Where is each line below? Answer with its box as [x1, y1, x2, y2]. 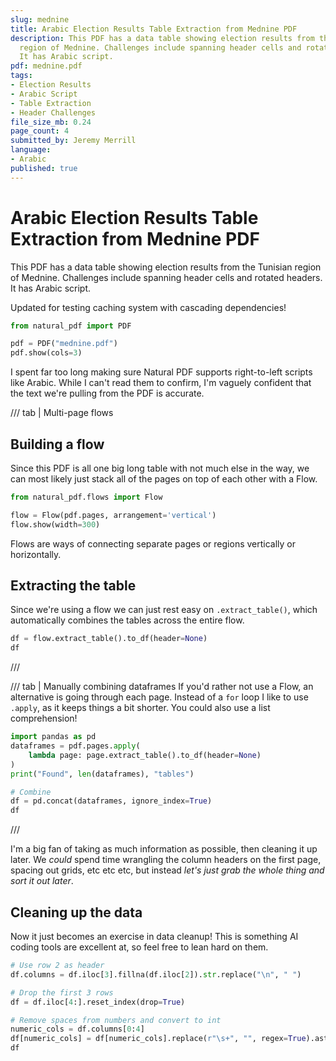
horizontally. [10, 548, 62, 560]
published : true [10, 163, 78, 173]
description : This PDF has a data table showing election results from [10, 33, 315, 43]
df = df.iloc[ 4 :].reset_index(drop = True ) [10, 997, 186, 1007]
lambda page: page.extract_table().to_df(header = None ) [28, 750, 262, 760]
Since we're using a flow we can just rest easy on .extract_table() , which [10, 604, 318, 616]
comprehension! [10, 712, 78, 725]
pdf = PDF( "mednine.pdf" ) [10, 339, 118, 349]
